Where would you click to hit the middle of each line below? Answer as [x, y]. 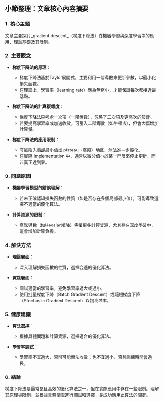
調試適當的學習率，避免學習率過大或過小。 [62, 288]
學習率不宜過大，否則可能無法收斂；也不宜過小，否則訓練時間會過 [86, 357]
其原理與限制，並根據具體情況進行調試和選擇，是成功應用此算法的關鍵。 [78, 395]
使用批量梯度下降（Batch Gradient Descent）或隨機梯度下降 [80, 294]
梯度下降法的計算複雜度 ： [38, 106]
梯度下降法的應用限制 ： [36, 139]
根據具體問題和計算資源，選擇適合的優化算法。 [66, 336]
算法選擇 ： [23, 326]
